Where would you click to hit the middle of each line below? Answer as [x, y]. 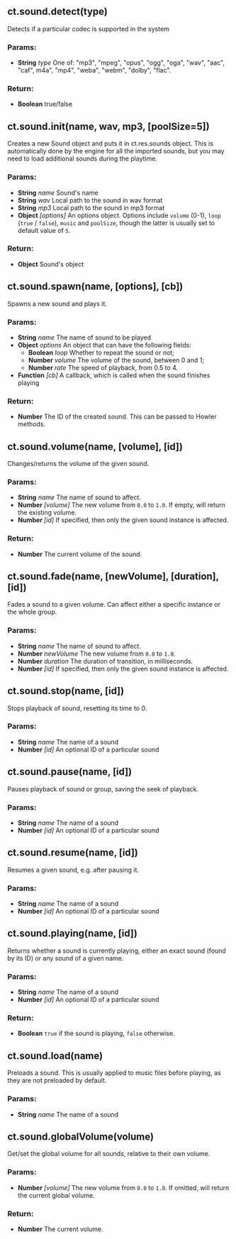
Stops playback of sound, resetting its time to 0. [77, 708]
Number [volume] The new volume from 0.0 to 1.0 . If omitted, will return [123, 1187]
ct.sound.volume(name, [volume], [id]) [95, 447]
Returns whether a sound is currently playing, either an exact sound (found [117, 951]
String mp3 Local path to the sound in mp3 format [91, 207]
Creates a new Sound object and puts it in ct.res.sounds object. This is [111, 144]
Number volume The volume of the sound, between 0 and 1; [116, 360]
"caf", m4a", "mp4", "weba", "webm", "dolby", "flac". [94, 70]
